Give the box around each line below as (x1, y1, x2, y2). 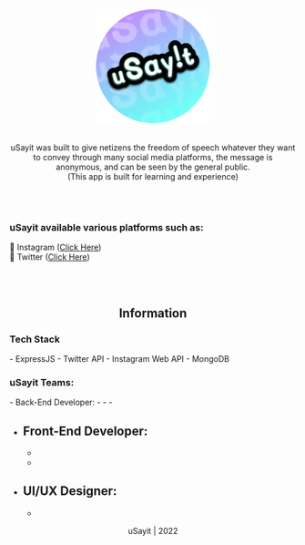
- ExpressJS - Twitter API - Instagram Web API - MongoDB (9, 353, 230, 364)
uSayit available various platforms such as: (9, 221, 204, 233)
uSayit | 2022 (127, 525, 178, 536)
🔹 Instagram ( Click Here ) (9, 242, 102, 253)
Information (118, 305, 188, 321)
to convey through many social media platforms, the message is (33, 152, 273, 162)
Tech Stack (9, 333, 61, 345)
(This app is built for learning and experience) (66, 171, 239, 181)
